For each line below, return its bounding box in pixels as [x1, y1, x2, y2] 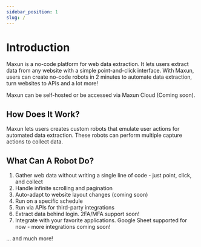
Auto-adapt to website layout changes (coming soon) [15, 191, 148, 199]
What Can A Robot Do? [6, 156, 94, 166]
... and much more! [6, 235, 53, 242]
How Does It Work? [6, 109, 80, 119]
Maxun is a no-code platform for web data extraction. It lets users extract [6, 61, 189, 68]
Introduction [6, 41, 70, 54]
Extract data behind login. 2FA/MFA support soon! [15, 210, 140, 218]
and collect [15, 178, 44, 185]
